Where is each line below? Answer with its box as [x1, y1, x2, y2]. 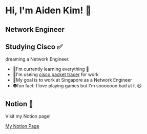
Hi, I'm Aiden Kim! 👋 [5, 5, 92, 16]
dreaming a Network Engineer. [5, 56, 70, 62]
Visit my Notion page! [5, 113, 51, 120]
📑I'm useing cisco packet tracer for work [12, 71, 99, 78]
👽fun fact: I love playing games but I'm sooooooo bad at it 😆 [12, 83, 142, 89]
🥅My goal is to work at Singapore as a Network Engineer [12, 77, 132, 83]
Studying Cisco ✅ [5, 42, 63, 51]
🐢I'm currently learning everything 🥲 [12, 66, 90, 72]
